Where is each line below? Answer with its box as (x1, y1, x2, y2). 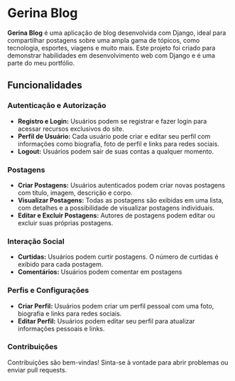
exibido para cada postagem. (17, 260, 104, 269)
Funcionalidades (7, 80, 83, 92)
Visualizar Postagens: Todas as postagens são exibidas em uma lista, (17, 195, 224, 204)
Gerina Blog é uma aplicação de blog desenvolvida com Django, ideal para (7, 28, 226, 37)
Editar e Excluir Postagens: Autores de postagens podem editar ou (17, 211, 215, 220)
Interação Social (7, 236, 65, 246)
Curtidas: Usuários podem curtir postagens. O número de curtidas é (17, 252, 219, 261)
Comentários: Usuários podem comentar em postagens (17, 268, 182, 277)
